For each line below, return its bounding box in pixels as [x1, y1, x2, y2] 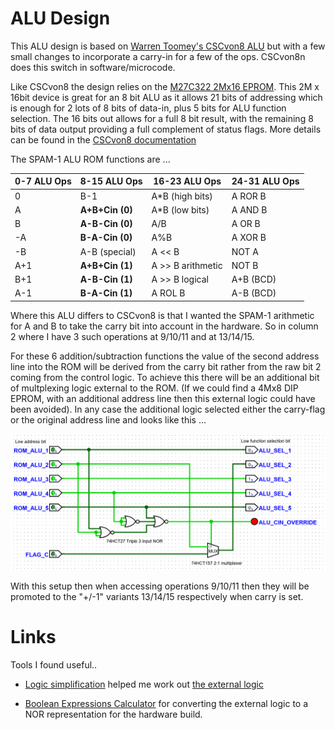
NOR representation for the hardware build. [24, 708, 203, 720]
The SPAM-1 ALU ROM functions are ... [10, 153, 171, 165]
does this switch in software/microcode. [10, 61, 176, 73]
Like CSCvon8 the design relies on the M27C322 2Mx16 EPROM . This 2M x [10, 80, 320, 92]
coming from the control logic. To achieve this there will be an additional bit [10, 371, 320, 383]
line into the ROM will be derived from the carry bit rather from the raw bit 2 [10, 360, 322, 372]
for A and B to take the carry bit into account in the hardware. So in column [10, 320, 319, 332]
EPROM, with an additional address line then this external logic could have [10, 392, 316, 404]
